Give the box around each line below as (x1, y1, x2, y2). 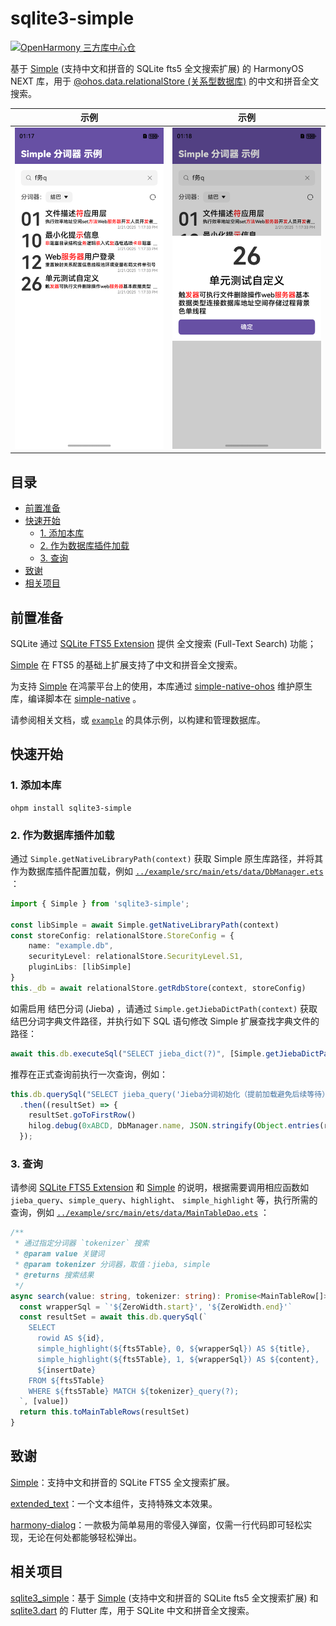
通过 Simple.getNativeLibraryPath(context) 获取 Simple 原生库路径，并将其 (10, 852, 324, 864)
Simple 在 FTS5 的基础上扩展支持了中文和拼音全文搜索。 (10, 658, 243, 671)
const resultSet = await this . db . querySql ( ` (19, 1312, 208, 1322)
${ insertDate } (36, 1365, 97, 1375)
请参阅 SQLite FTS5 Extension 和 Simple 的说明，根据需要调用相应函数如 (10, 1182, 310, 1194)
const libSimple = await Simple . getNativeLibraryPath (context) (10, 920, 280, 930)
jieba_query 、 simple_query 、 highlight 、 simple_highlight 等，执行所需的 (10, 1194, 318, 1206)
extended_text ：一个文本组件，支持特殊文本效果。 (10, 1497, 218, 1509)
